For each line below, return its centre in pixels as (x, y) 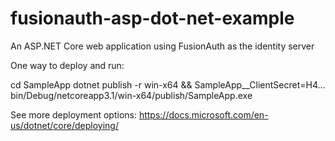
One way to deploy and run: (67, 65)
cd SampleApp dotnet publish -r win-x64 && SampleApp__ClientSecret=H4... (168, 84)
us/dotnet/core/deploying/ (64, 125)
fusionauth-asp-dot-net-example (152, 18)
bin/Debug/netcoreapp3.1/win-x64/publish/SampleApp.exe (131, 95)
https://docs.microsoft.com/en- (203, 114)
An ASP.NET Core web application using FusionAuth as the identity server (162, 46)
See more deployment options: (73, 114)
